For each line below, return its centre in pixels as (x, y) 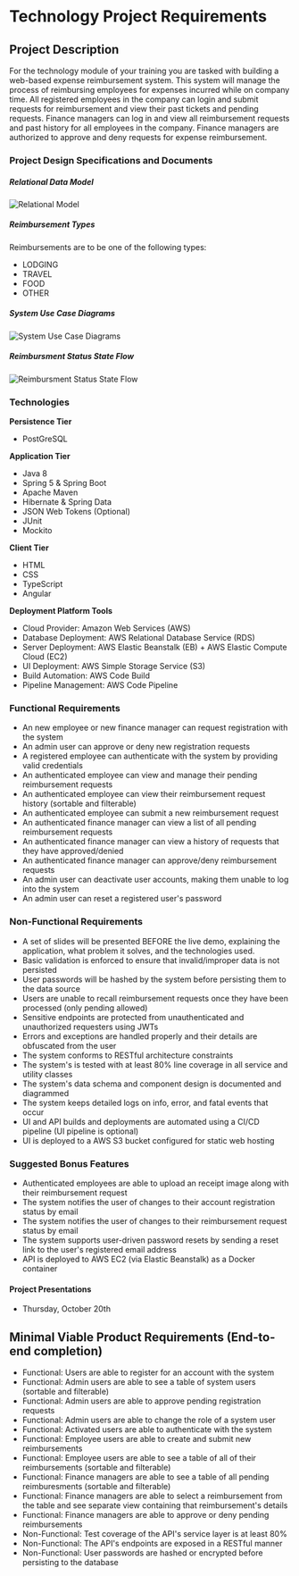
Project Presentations (50, 1289)
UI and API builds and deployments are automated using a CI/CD (141, 1121)
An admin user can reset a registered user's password (122, 899)
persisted (40, 969)
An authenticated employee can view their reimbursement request (144, 794)
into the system (50, 889)
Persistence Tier (41, 422)
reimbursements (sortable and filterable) (96, 1467)
